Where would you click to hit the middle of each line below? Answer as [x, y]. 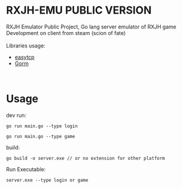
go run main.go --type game [41, 136]
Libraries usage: [26, 46]
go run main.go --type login [42, 126]
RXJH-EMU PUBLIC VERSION [79, 10]
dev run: [16, 115]
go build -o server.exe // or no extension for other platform [86, 158]
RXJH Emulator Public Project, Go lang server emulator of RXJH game [91, 27]
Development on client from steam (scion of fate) [66, 33]
